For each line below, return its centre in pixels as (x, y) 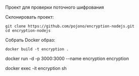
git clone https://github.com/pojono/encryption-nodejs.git (70, 26)
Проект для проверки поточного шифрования (55, 7)
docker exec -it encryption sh (36, 68)
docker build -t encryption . (37, 49)
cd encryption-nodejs (28, 31)
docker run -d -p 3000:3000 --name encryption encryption (67, 58)
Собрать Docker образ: (30, 40)
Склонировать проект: (30, 17)
